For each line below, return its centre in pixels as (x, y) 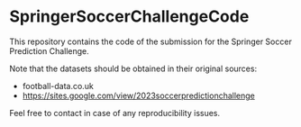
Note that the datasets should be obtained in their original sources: (133, 68)
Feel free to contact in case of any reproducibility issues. (115, 113)
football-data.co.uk (58, 86)
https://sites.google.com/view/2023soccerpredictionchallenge (138, 95)
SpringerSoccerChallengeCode (129, 17)
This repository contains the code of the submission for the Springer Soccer (151, 41)
